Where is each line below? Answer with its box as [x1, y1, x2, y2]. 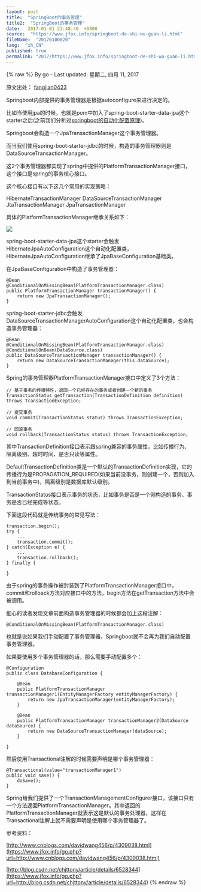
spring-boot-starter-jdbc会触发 [6, 309, 83, 317]
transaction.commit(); [17, 539, 74, 545]
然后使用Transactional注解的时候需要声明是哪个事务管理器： [6, 755, 155, 762]
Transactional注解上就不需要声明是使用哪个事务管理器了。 [6, 816, 150, 824]
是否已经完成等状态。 [11, 498, 64, 505]
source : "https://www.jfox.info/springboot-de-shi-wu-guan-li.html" [6, 31, 184, 37]
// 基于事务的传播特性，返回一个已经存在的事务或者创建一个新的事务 [6, 387, 153, 393]
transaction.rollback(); [17, 554, 79, 560]
